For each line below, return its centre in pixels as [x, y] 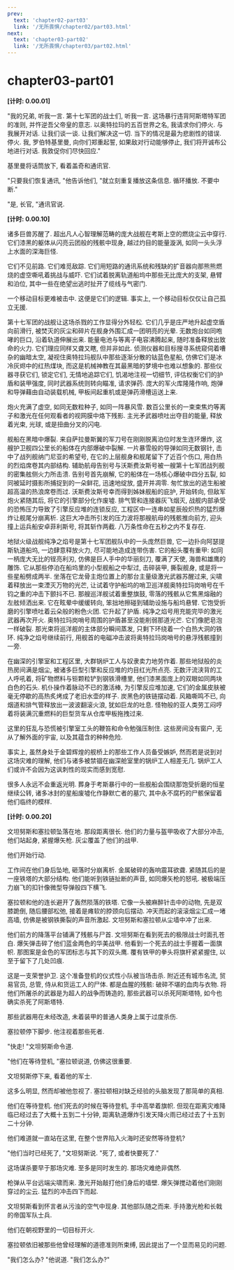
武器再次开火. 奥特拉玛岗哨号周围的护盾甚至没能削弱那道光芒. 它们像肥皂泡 [115, 620]
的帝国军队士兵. [30, 1215]
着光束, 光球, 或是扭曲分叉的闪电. [54, 424]
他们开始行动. [27, 855]
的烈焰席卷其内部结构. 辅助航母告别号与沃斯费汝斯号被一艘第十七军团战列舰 [116, 465]
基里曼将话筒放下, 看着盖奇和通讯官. [59, 166]
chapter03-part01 [60, 81]
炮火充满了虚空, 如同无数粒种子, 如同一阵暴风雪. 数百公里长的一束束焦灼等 [114, 407]
